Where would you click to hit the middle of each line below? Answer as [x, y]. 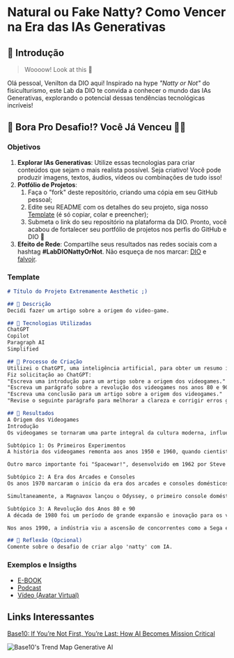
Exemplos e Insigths [42, 565]
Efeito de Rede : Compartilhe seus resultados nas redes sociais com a [117, 244]
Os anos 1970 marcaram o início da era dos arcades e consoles [101, 484]
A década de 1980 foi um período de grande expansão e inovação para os [115, 515]
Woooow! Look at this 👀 [58, 70]
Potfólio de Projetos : [47, 184]
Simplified [23, 349]
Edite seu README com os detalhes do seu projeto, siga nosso [118, 207]
